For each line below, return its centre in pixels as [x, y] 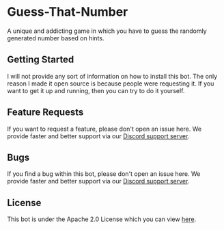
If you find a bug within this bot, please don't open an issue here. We [104, 174]
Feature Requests [45, 113]
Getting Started [41, 60]
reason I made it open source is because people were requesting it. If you [111, 84]
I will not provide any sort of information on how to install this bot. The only [112, 76]
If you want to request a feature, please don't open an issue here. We [104, 129]
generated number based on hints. [56, 38]
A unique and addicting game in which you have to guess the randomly [107, 31]
